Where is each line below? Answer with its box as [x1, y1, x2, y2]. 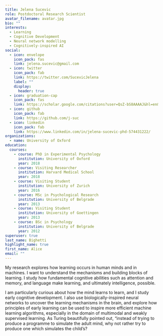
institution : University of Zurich [17, 183, 90, 188]
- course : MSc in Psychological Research [14, 193, 98, 197]
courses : [9, 147, 27, 152]
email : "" [5, 251, 25, 256]
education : [5, 143, 27, 148]
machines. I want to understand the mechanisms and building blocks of [5, 269, 148, 275]
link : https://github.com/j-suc [14, 115, 79, 121]
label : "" [14, 79, 34, 84]
